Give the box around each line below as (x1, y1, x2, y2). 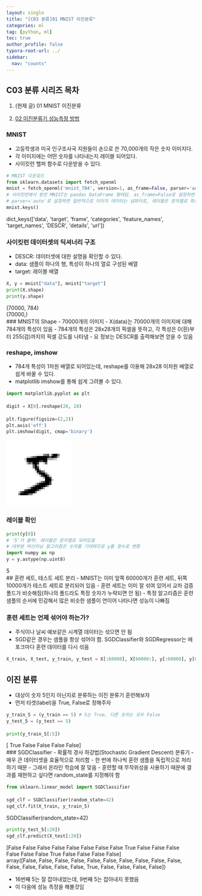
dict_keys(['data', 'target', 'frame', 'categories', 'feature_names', (6, 215, 164, 222)
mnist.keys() (6, 205, 39, 211)
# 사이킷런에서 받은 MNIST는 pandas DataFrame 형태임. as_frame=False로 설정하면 (6, 192, 195, 198)
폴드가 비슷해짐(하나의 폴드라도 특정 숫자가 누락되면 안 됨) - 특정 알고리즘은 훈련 (6, 589, 194, 597)
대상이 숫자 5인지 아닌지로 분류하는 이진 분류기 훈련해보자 (14, 691, 150, 698)
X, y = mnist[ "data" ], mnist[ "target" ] (6, 281, 106, 287)
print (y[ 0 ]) (6, 531, 36, 537)
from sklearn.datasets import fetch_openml (6, 179, 117, 185)
